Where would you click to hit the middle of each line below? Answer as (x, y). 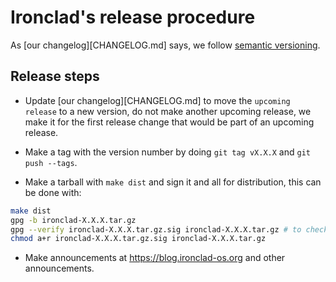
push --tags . (51, 162)
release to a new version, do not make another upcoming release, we (168, 111)
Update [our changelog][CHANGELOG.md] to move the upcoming (157, 100)
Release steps (55, 76)
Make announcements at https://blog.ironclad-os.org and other (155, 258)
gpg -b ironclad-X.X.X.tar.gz (73, 220)
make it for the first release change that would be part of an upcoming (169, 122)
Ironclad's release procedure (133, 17)
